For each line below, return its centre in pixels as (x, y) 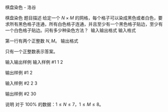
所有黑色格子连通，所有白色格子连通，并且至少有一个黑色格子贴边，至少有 (86, 24)
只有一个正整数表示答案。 (31, 52)
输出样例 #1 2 (19, 73)
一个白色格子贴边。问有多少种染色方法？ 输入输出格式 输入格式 (70, 30)
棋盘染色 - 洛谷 (21, 7)
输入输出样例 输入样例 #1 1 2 (34, 62)
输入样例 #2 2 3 (21, 83)
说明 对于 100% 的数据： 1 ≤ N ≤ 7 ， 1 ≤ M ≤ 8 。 (54, 104)
